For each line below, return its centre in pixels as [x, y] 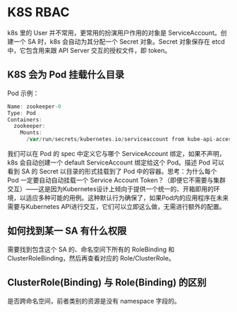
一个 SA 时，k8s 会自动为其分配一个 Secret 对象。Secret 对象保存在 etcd [119, 41]
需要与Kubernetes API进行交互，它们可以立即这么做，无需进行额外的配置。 [116, 206]
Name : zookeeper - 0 [34, 107]
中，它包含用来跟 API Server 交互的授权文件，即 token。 [89, 50]
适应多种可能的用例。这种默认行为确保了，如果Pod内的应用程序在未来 [127, 198]
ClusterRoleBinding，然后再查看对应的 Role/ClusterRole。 [91, 258]
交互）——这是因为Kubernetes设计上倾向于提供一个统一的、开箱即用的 [110, 189]
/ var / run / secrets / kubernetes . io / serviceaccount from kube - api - [121, 139]
